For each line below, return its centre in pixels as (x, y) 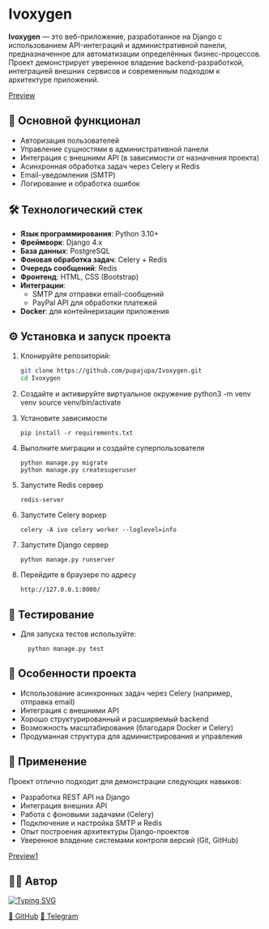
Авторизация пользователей (70, 140)
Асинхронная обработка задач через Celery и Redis (110, 166)
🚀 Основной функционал (75, 121)
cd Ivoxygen (40, 379)
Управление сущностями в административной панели (114, 149)
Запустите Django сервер (64, 545)
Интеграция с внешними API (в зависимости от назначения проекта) (140, 157)
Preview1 (23, 855)
